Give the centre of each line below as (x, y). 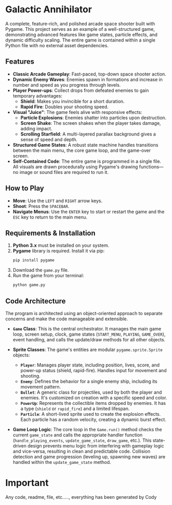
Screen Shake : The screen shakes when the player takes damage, (91, 123)
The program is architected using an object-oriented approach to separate (84, 313)
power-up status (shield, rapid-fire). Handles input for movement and (93, 370)
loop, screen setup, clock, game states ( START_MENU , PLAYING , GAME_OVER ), (89, 334)
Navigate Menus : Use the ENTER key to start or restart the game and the (89, 211)
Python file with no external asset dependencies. (57, 45)
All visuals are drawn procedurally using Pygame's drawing (75, 167)
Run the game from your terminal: (48, 276)
